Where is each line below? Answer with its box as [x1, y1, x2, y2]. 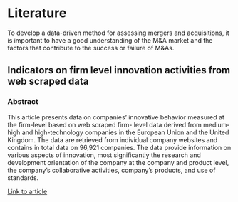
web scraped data [7, 75, 89, 87]
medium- [202, 120, 230, 129]
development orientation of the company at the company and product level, [7, 158, 229, 166]
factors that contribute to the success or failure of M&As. [7, 43, 175, 52]
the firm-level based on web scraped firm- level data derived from [7, 120, 202, 129]
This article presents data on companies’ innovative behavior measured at [7, 112, 224, 122]
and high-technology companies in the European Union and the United [21, 128, 229, 137]
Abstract [7, 97, 39, 107]
